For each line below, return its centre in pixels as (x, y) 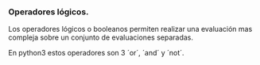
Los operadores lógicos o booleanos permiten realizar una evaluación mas (130, 29)
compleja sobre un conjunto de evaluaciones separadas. (101, 37)
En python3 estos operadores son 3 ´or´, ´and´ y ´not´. (96, 53)
